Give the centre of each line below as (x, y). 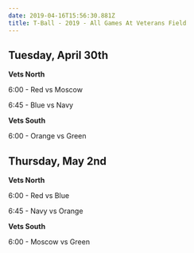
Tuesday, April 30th (58, 55)
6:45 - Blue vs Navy (41, 105)
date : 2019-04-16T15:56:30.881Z (62, 16)
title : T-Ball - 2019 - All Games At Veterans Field (97, 23)
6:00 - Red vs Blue (39, 196)
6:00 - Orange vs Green (47, 136)
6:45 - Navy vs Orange (46, 211)
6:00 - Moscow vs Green (49, 242)
